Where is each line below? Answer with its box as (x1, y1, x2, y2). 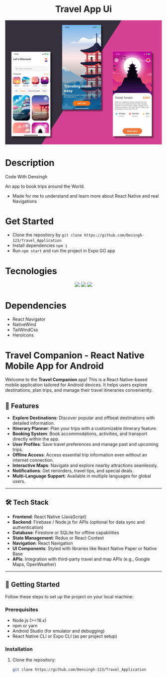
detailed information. (12, 420, 55, 426)
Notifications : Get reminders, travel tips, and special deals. (12, 468, 134, 474)
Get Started (5, 216, 54, 227)
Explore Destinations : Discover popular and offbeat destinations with (12, 415, 155, 421)
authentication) (12, 524, 44, 530)
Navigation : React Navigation (12, 540, 73, 546)
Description (5, 157, 55, 168)
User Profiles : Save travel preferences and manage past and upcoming (12, 442, 159, 448)
